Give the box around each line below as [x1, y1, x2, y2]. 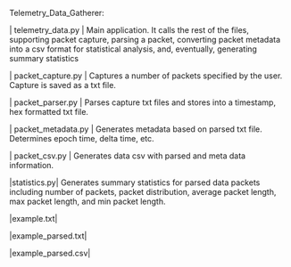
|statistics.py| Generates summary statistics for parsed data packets [9, 177, 261, 188]
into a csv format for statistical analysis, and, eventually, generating [9, 44, 257, 54]
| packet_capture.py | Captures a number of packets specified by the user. [9, 70, 283, 81]
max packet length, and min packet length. [9, 196, 166, 206]
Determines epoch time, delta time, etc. [9, 133, 154, 143]
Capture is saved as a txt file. [9, 80, 116, 90]
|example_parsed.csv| [9, 248, 91, 258]
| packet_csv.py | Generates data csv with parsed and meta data [9, 150, 246, 161]
